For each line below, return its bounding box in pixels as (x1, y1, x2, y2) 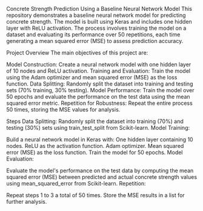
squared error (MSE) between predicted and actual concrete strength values (6, 173, 198, 181)
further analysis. (6, 198, 47, 205)
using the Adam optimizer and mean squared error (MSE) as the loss (6, 74, 178, 81)
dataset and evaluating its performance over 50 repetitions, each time (6, 31, 181, 38)
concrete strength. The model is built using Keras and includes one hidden (6, 18, 192, 25)
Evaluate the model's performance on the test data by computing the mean (6, 167, 194, 174)
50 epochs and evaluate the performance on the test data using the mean (6, 93, 190, 100)
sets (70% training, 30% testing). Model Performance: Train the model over (6, 87, 195, 93)
